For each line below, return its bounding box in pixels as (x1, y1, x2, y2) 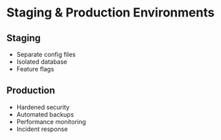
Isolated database (16, 58, 67, 66)
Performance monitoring (16, 117, 87, 126)
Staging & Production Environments (6, 5, 215, 21)
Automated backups (16, 110, 74, 118)
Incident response (16, 125, 68, 133)
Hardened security (16, 103, 70, 111)
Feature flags (16, 65, 54, 73)
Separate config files (16, 50, 76, 58)
